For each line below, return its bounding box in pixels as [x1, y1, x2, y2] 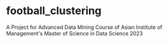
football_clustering [6, 4, 102, 18]
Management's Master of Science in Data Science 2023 [6, 29, 143, 37]
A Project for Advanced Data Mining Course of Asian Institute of [6, 24, 163, 31]
